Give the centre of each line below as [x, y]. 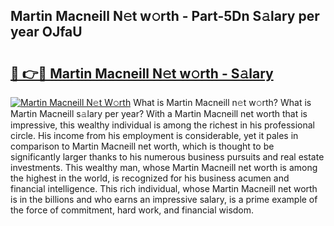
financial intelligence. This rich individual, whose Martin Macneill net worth [164, 188]
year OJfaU [46, 32]
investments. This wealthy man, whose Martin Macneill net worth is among [164, 167]
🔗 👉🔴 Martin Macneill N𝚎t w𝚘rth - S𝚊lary [142, 73]
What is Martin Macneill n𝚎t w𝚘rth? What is [222, 102]
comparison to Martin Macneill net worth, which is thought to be [142, 146]
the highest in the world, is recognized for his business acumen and [150, 178]
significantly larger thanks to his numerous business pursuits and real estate [167, 157]
